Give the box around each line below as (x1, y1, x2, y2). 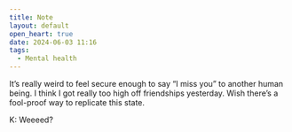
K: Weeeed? (9, 114, 53, 125)
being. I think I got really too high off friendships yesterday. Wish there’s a (9, 88, 279, 98)
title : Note (9, 12, 53, 22)
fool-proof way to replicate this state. (9, 97, 145, 107)
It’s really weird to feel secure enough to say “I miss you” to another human (9, 79, 284, 89)
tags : (9, 46, 29, 55)
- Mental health (17, 54, 77, 63)
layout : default (9, 21, 69, 30)
